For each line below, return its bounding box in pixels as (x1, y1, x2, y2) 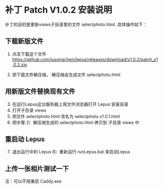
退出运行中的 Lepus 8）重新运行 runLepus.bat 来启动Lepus (12, 149, 130, 155)
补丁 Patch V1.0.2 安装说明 (5, 4, 113, 16)
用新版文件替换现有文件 (5, 87, 75, 95)
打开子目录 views (12, 107, 47, 113)
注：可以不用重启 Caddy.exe (5, 178, 62, 184)
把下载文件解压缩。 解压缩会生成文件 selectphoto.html (12, 72, 120, 77)
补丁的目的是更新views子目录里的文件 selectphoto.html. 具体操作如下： (5, 21, 147, 27)
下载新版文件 (5, 37, 44, 45)
